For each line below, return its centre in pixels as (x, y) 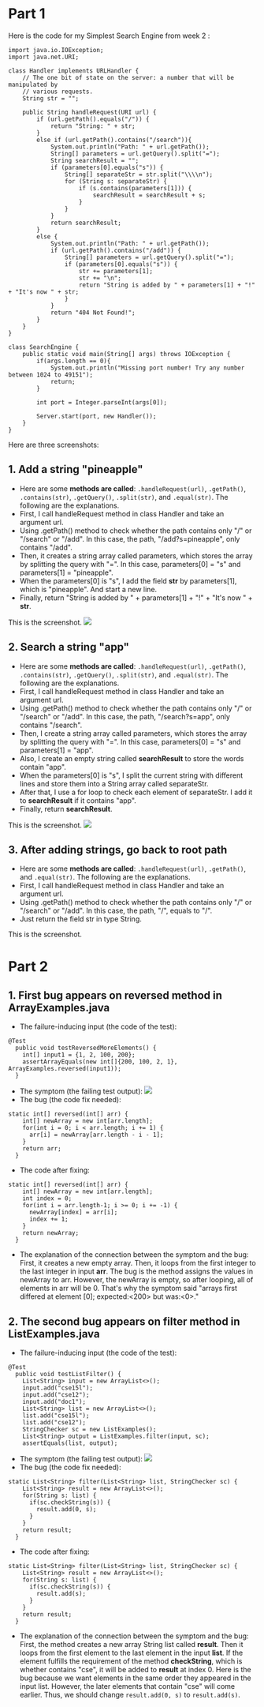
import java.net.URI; (44, 57)
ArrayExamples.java (59, 1007)
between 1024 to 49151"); (50, 375)
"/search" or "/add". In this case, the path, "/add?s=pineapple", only (130, 538)
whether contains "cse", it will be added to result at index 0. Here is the (135, 1670)
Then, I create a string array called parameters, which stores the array (133, 733)
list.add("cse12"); (54, 1423)
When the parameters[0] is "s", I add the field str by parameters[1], (128, 580)
